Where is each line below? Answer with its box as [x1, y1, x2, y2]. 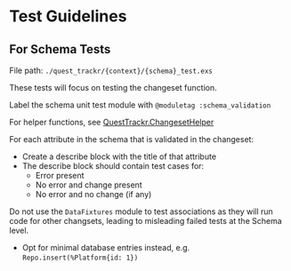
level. [9, 225, 29, 235]
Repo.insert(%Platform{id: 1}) [21, 253, 139, 262]
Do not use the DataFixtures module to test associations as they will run [9, 206, 273, 217]
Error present [35, 171, 85, 180]
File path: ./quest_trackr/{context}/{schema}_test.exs [9, 65, 214, 76]
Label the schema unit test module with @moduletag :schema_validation [9, 100, 271, 110]
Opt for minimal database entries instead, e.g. [21, 243, 190, 252]
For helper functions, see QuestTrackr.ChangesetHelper [9, 117, 214, 127]
